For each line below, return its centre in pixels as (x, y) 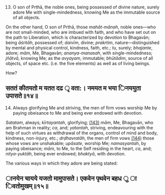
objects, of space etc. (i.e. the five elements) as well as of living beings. (78, 63)
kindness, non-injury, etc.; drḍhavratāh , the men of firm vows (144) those (80, 138)
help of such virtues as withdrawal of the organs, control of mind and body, (82, 133)
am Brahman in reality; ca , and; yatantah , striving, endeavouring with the (80, 127)
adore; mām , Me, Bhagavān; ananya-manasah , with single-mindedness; (79, 53)
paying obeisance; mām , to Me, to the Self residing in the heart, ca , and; (79, 148)
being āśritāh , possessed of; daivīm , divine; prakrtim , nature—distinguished (82, 43)
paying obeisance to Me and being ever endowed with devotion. (78, 113)
